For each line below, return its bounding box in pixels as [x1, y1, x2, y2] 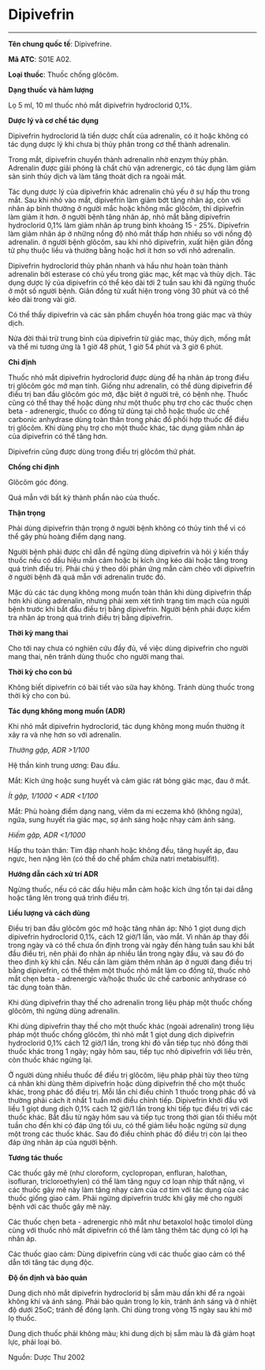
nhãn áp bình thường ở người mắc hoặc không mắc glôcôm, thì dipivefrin [8, 203, 244, 213]
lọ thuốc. [8, 1313, 37, 1323]
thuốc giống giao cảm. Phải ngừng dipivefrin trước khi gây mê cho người [8, 1193, 243, 1202]
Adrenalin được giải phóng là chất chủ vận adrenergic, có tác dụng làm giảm [8, 163, 256, 172]
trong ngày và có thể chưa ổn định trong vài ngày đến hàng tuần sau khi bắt [8, 940, 255, 949]
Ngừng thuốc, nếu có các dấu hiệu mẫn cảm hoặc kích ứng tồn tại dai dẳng [8, 884, 253, 894]
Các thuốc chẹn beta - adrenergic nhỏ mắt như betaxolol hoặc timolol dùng [8, 1217, 253, 1226]
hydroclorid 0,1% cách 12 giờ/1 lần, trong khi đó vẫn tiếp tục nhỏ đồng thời [8, 1038, 248, 1047]
